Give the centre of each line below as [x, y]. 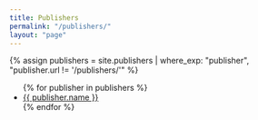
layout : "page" [38, 35]
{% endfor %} [49, 107]
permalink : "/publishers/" [60, 26]
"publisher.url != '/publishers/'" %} [74, 70]
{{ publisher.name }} [60, 97]
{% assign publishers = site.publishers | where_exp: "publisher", [129, 61]
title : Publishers [44, 18]
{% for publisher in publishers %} [85, 88]
